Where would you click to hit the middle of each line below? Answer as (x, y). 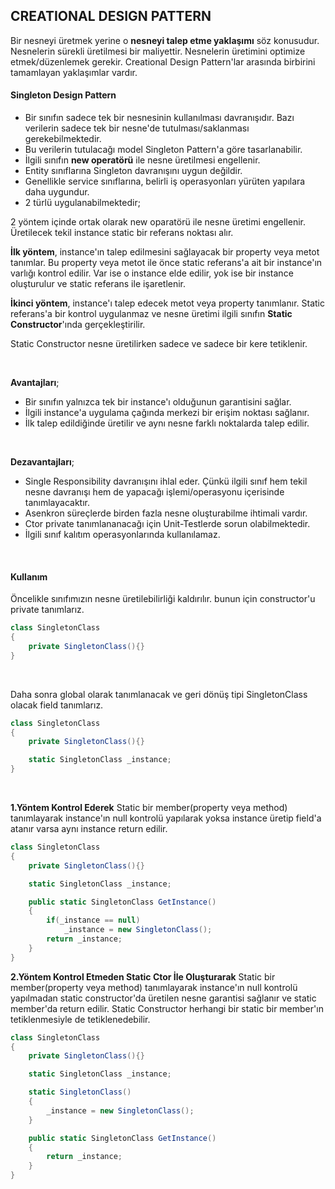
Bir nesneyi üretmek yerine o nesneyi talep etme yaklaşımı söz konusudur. (165, 40)
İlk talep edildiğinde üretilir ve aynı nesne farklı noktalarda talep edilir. (167, 423)
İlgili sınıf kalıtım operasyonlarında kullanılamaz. (122, 535)
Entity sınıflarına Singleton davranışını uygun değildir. (133, 171)
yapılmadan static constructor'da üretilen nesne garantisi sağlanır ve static (163, 998)
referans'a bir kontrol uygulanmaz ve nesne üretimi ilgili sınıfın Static (151, 314)
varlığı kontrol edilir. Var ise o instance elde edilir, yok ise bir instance (152, 273)
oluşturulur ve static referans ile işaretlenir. (98, 284)
